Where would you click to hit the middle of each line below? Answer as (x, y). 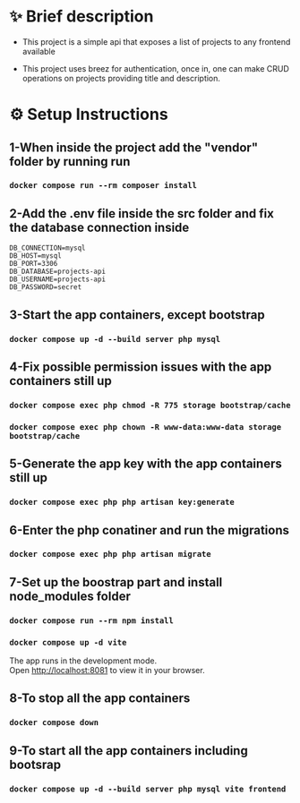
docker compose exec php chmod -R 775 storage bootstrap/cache (150, 405)
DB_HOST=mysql (36, 256)
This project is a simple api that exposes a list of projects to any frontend (156, 41)
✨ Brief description (81, 17)
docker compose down (54, 723)
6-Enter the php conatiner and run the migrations (149, 530)
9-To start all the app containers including (129, 751)
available (39, 51)
